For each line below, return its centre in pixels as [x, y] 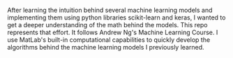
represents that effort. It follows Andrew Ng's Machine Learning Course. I [113, 32]
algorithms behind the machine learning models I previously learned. [106, 47]
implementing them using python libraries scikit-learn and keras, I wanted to [116, 17]
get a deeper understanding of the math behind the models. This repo [107, 25]
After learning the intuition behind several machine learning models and [110, 10]
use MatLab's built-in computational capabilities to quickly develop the [109, 40]
